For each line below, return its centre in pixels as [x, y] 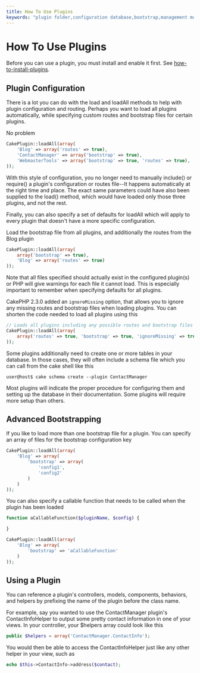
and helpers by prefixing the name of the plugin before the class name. [93, 601]
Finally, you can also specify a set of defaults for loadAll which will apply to [98, 214]
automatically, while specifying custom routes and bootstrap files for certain [99, 115]
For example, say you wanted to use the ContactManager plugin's [87, 613]
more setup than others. [36, 400]
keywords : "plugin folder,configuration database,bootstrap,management [97, 17]
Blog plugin [20, 238]
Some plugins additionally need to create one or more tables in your [89, 353]
